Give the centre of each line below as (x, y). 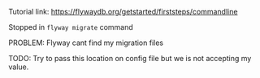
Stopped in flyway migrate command (71, 27)
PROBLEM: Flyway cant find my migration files (86, 43)
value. (19, 67)
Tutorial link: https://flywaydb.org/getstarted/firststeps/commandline (123, 12)
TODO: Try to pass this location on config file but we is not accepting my (130, 58)
